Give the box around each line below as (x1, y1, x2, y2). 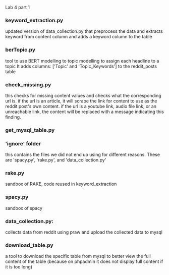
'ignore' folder (5, 140, 41, 147)
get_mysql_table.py (5, 126, 55, 133)
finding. (5, 114, 21, 120)
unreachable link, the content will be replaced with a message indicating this (5, 108, 164, 115)
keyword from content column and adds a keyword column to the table (5, 34, 152, 40)
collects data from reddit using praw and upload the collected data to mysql (5, 229, 163, 235)
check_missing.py (5, 81, 51, 88)
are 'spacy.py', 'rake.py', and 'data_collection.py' (5, 157, 106, 163)
